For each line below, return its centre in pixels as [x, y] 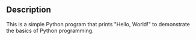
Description [29, 10]
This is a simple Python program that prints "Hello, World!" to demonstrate [98, 24]
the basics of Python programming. [50, 30]
